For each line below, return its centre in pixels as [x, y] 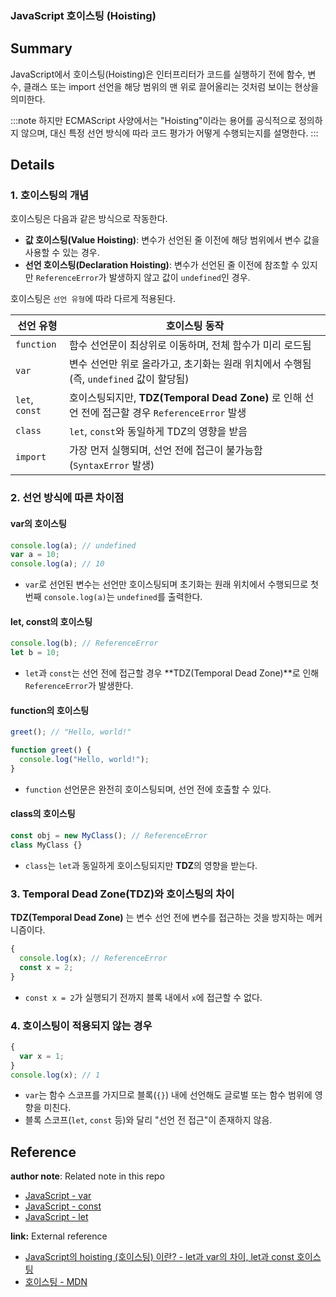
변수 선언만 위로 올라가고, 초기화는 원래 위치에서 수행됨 [190, 364]
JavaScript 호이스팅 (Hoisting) [83, 15]
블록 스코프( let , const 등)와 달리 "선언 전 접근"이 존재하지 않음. [148, 1120]
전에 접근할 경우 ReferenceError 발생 [163, 413]
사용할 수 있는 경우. [62, 253]
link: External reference [59, 1236]
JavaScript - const [63, 1206]
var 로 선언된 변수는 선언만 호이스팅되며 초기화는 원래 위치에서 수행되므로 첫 [171, 584]
